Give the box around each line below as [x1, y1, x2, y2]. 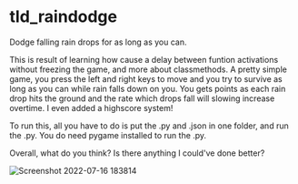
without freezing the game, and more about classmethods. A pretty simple [9, 64, 288, 75]
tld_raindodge [9, 6, 118, 27]
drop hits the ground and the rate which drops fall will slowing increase [9, 93, 275, 104]
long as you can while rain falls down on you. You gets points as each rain [9, 83, 286, 94]
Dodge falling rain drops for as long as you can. [9, 36, 188, 47]
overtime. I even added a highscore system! [9, 102, 174, 113]
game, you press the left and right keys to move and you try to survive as [9, 73, 283, 84]
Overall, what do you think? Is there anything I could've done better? [9, 148, 265, 158]
